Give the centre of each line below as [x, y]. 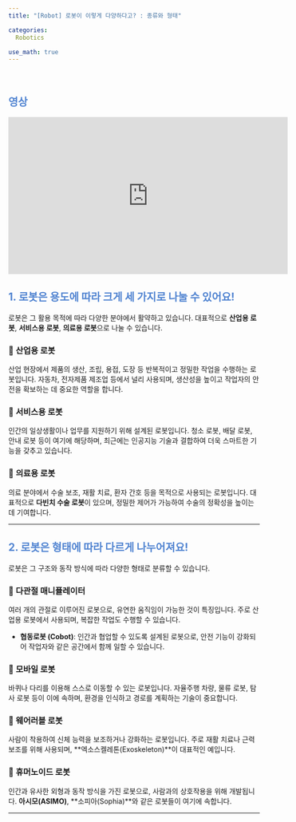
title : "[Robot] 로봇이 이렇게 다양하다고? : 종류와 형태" [95, 16]
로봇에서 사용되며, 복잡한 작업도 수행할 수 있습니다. [102, 619]
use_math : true [34, 52]
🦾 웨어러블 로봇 [36, 721]
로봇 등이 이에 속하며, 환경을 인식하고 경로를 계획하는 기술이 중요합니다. [127, 698]
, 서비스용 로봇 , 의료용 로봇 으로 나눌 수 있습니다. [89, 327]
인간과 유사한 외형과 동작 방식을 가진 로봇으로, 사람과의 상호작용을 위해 [118, 791]
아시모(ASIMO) [43, 801]
